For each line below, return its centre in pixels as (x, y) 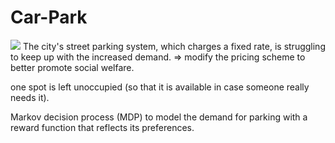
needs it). (30, 97)
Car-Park (49, 17)
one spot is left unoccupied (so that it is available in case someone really (160, 87)
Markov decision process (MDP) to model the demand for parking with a (159, 117)
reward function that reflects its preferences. (102, 127)
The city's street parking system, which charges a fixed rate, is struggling (174, 46)
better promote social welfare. (72, 67)
